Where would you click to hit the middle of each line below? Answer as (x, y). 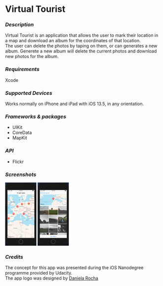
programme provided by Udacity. (39, 273)
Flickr (18, 162)
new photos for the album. (32, 57)
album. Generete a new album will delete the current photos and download (81, 51)
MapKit (20, 138)
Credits (14, 257)
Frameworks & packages (36, 116)
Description (20, 25)
